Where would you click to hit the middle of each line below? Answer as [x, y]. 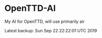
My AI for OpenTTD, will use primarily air [45, 21]
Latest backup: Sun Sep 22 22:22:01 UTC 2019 [51, 30]
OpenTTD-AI [30, 8]
